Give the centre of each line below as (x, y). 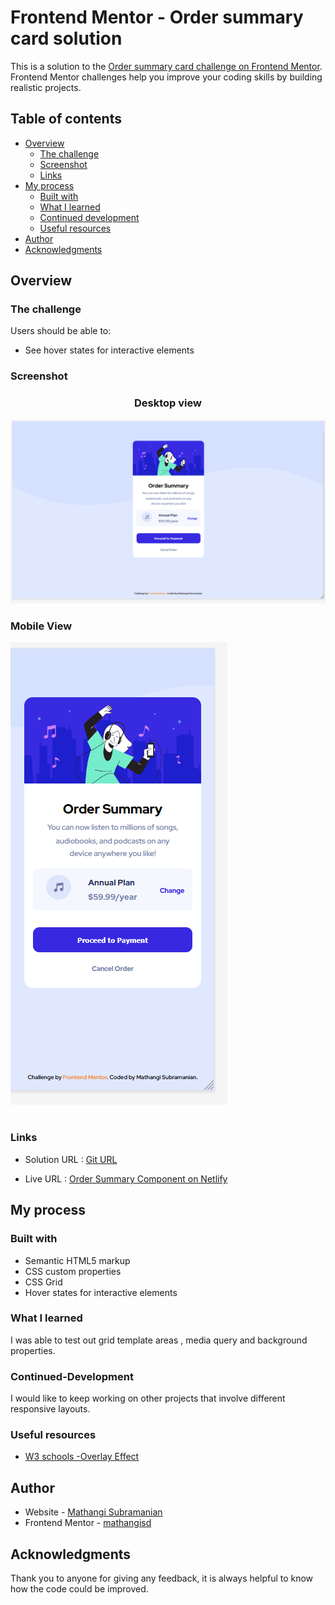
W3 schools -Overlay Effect (82, 1457)
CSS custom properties (73, 1271)
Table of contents (66, 119)
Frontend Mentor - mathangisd (88, 1523)
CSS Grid (43, 1282)
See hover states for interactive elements (109, 350)
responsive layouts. (50, 1409)
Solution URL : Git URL (71, 1159)
